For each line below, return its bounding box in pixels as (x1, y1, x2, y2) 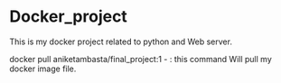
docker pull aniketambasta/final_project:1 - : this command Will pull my (9, 53, 273, 64)
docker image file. (9, 63, 77, 74)
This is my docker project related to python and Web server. (9, 36, 233, 47)
